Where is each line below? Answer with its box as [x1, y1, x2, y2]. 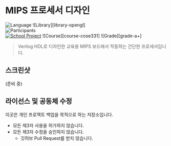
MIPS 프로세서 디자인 [5, 5, 91, 16]
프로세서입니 [141, 43, 166, 49]
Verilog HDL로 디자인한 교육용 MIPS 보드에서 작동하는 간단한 [17, 43, 141, 49]
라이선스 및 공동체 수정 [5, 97, 73, 106]
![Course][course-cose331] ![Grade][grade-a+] [42, 33, 142, 39]
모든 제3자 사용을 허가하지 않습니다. [12, 122, 84, 128]
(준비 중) [5, 80, 23, 87]
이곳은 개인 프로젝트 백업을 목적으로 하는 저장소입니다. [5, 111, 114, 117]
